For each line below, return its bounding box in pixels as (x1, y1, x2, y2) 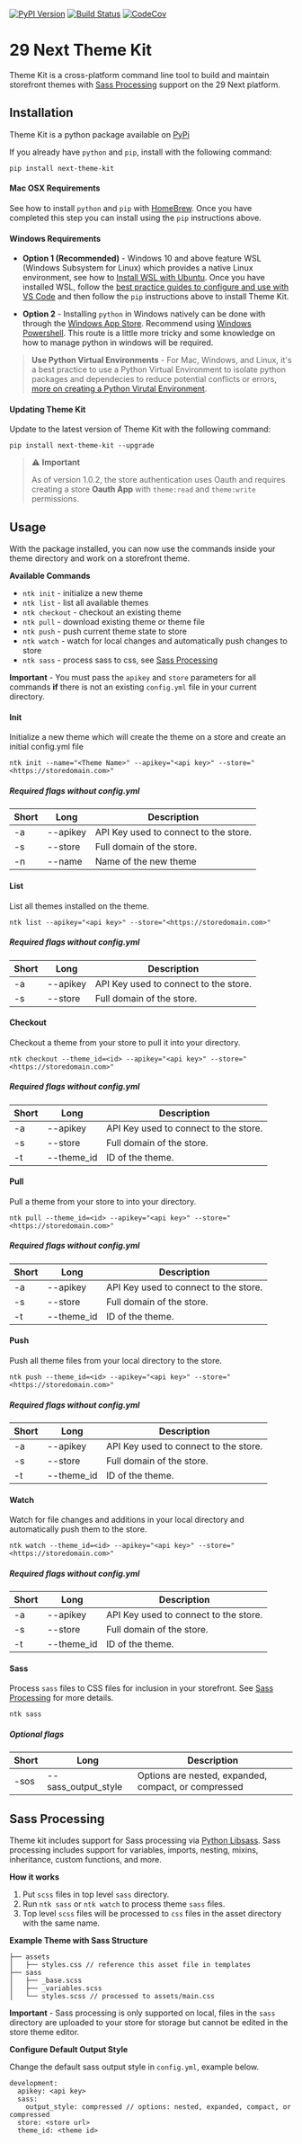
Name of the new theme (94, 855, 197, 867)
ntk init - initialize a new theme (22, 588, 144, 599)
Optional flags (9, 1729, 65, 1739)
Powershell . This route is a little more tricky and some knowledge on (22, 328, 276, 339)
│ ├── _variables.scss (9, 1984, 102, 1993)
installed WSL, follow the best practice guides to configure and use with (22, 281, 289, 292)
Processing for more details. (9, 1693, 114, 1704)
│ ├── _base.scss (9, 1976, 83, 1986)
